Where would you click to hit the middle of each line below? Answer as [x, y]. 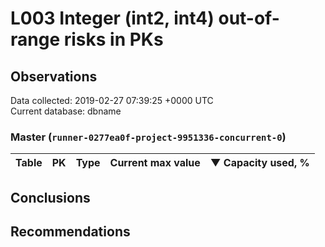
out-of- [249, 18]
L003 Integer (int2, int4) [112, 18]
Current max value [155, 163]
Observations [54, 76]
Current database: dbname [66, 111]
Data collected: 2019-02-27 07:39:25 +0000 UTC [112, 100]
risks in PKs [113, 39]
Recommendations [70, 232]
